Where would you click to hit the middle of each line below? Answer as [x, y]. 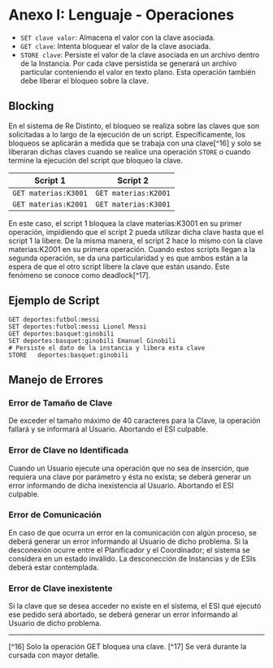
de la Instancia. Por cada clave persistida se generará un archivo [128, 63]
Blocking [31, 106]
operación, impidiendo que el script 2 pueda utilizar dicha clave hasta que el [136, 232]
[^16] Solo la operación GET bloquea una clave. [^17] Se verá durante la [128, 647]
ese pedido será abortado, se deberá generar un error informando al [123, 614]
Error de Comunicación [55, 515]
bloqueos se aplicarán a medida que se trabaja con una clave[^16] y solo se [135, 143]
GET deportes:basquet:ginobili [61, 334]
